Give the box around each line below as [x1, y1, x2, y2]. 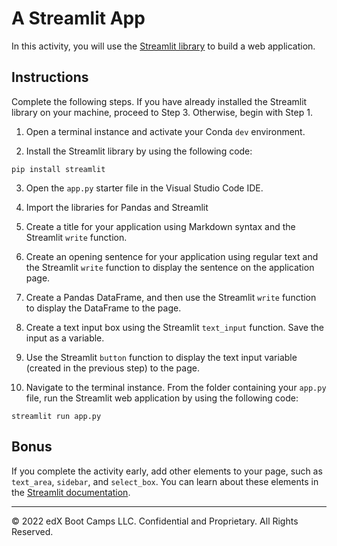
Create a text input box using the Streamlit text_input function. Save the [25, 321, 324, 333]
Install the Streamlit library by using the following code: [25, 145, 253, 157]
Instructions [11, 69, 89, 86]
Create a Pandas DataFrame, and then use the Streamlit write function [25, 291, 317, 303]
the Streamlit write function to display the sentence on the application [25, 261, 315, 273]
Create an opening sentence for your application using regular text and [25, 250, 319, 262]
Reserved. [11, 525, 54, 537]
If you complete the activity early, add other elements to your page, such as [11, 465, 323, 477]
